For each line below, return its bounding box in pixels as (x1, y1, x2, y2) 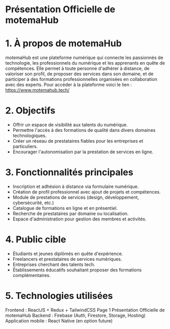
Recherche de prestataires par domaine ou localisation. (12, 210, 129, 216)
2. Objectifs (5, 105, 55, 117)
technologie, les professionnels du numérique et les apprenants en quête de (5, 60, 165, 66)
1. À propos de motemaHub (5, 38, 122, 49)
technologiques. (12, 132, 47, 139)
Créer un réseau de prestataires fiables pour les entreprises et (12, 138, 144, 144)
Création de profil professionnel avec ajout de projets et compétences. (12, 189, 161, 195)
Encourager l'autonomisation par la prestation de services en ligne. (12, 149, 154, 155)
